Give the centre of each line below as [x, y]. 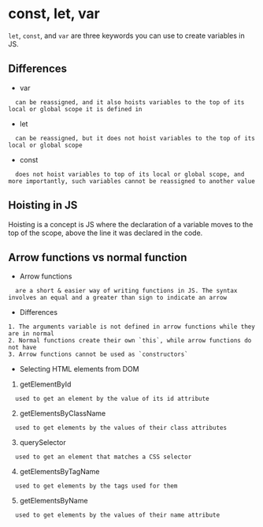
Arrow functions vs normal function [98, 257]
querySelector [43, 443]
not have [22, 348]
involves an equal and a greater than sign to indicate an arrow [117, 298]
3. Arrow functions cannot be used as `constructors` [98, 355]
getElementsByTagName [59, 472]
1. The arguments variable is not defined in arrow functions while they [132, 327]
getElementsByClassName [63, 413]
